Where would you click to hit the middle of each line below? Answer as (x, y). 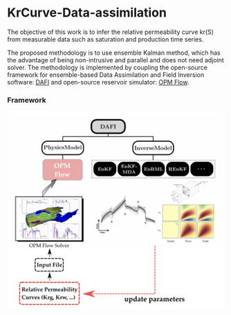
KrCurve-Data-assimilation (87, 13)
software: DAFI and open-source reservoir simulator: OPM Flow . (98, 82)
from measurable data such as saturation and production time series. (105, 39)
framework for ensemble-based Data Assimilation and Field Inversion (106, 75)
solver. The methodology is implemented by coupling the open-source (107, 67)
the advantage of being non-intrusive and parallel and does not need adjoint (116, 60)
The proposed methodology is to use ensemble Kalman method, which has (114, 53)
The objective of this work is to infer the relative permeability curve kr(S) (111, 32)
